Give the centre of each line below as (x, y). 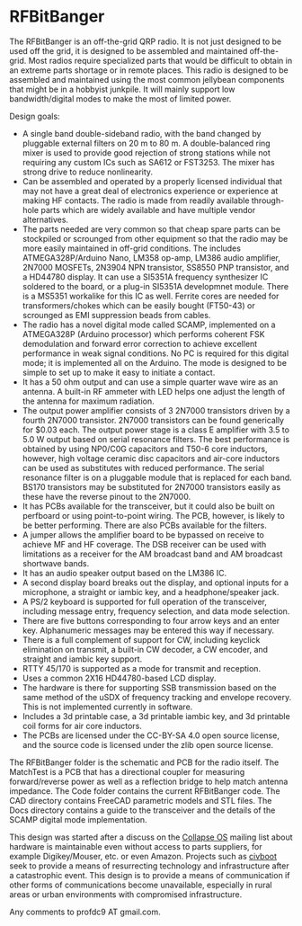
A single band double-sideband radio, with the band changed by (142, 133)
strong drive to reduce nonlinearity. (88, 172)
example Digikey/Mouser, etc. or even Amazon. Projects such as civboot (143, 856)
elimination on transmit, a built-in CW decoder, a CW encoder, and (145, 649)
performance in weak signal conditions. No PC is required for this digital (155, 353)
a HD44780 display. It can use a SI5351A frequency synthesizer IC (145, 277)
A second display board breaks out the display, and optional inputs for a (155, 583)
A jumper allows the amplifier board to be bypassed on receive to (143, 534)
